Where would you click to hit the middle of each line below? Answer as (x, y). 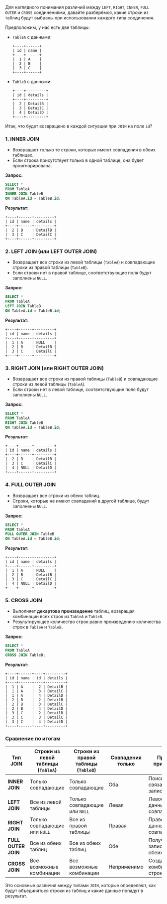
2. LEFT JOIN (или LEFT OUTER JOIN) (51, 251)
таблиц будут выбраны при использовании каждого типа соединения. (80, 18)
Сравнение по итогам (33, 739)
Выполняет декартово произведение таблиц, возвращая (74, 611)
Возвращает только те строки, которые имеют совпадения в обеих (84, 150)
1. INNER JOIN (22, 139)
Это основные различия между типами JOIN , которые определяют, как (81, 886)
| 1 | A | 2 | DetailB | (37, 687)
